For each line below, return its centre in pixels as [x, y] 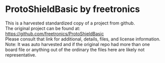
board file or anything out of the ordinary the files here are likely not [75, 49]
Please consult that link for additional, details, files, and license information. [83, 39]
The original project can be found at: [43, 28]
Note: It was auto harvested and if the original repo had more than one [77, 44]
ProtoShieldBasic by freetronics [72, 9]
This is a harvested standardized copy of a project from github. [70, 23]
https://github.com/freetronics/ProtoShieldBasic [54, 33]
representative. [21, 55]
